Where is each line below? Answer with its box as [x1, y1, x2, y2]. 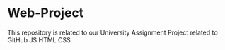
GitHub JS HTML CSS [7, 35, 71, 44]
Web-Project [7, 5, 84, 21]
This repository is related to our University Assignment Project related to [7, 28, 218, 37]
